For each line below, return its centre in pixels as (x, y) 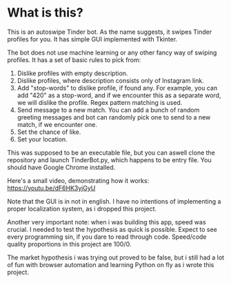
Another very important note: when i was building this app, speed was (107, 222)
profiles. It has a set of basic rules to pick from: (74, 59)
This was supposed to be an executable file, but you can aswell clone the (111, 153)
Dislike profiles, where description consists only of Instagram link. (111, 80)
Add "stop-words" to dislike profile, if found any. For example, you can (117, 88)
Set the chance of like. (49, 132)
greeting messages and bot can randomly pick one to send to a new (114, 117)
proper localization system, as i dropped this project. (82, 208)
